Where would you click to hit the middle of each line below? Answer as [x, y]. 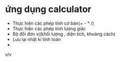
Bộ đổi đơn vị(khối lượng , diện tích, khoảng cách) [64, 34]
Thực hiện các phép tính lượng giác [49, 28]
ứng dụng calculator [48, 9]
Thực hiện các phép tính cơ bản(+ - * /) [53, 23]
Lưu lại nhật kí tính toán [37, 39]
